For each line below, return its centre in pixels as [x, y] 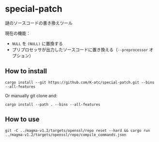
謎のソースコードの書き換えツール [39, 23]
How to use [22, 119]
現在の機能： [18, 33]
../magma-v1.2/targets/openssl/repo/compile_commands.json [66, 135]
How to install [26, 71]
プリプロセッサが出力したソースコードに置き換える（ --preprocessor [80, 49]
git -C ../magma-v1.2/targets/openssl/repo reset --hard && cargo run [78, 130]
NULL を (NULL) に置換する [37, 43]
